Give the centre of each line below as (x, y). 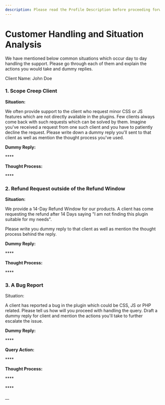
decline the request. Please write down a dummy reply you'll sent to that (78, 132)
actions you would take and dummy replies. (49, 69)
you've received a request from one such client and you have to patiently (79, 127)
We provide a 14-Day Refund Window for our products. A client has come (79, 209)
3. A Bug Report (24, 285)
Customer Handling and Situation (74, 34)
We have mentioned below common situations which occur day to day (76, 58)
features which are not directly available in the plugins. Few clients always (80, 116)
